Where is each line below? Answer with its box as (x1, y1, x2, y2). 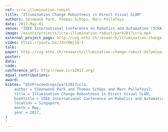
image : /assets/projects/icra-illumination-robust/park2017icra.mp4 (5, 31, 151, 36)
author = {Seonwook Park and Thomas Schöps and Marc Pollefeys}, (14, 86, 153, 92)
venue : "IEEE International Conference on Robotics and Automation (5, 26, 149, 31)
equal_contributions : (5, 73, 50, 78)
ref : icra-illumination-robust (5, 7, 70, 13)
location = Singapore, (14, 101, 61, 106)
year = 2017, (14, 110, 41, 115)
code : (5, 63, 16, 68)
